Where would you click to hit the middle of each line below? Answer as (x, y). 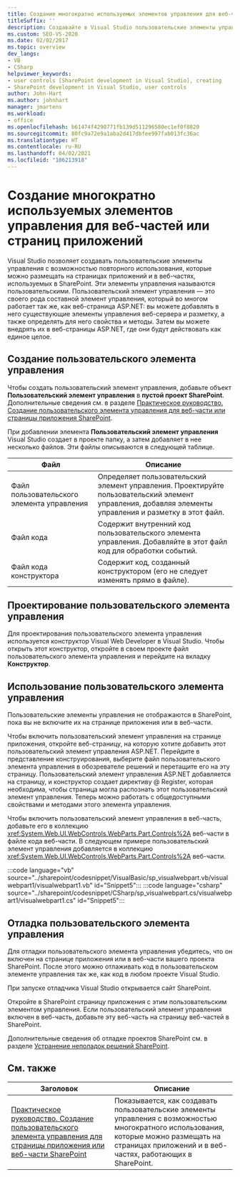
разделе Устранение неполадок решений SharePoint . (89, 1046)
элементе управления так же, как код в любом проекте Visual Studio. (114, 974)
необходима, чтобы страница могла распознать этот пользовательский (117, 789)
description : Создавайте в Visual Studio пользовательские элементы (111, 27)
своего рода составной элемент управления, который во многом (108, 299)
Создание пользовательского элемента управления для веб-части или (116, 410)
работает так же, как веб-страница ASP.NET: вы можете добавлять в (113, 306)
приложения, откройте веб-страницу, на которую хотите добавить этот (117, 744)
